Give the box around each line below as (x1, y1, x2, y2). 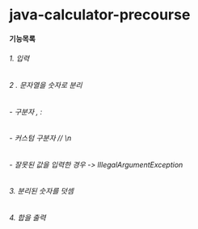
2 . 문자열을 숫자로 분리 (9, 80, 83, 90)
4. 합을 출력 (9, 213, 47, 223)
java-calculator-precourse (9, 6, 191, 24)
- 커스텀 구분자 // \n (9, 133, 72, 143)
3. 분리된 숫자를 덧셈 (9, 186, 74, 196)
